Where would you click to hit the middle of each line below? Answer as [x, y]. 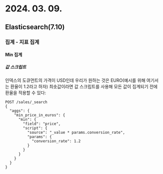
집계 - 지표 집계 [22, 42]
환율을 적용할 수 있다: [26, 93]
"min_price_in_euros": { [40, 115]
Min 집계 [14, 55]
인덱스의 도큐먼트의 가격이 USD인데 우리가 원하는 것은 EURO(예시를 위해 [75, 80]
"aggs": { [20, 111]
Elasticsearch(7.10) [35, 27]
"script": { [35, 128]
